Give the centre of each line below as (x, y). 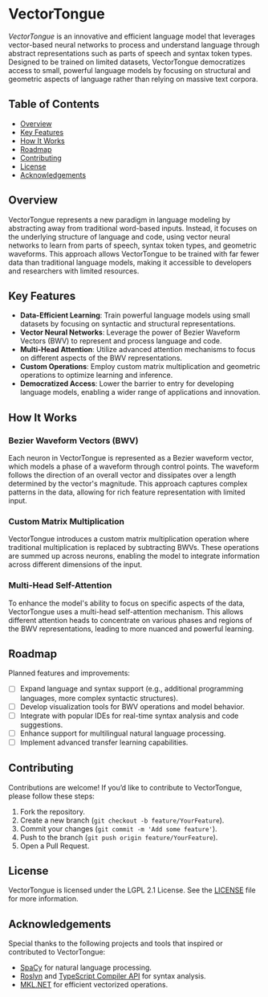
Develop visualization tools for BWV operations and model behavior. (132, 706)
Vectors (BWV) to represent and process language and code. (121, 341)
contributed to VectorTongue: (57, 952)
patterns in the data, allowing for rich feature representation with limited (127, 492)
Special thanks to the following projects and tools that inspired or (116, 944)
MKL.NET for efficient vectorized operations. (94, 985)
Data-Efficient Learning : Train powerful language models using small (135, 315)
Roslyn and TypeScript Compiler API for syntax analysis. (113, 976)
